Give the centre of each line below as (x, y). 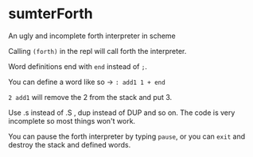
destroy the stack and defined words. (70, 144)
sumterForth (51, 14)
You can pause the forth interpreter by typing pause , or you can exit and (127, 136)
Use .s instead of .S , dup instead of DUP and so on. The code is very (122, 113)
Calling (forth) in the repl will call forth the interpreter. (97, 51)
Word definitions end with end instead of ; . (78, 66)
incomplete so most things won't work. (72, 121)
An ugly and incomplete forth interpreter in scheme (92, 36)
